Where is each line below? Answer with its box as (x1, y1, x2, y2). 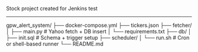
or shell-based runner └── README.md (6, 40, 104, 47)
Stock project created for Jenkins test (6, 5, 98, 12)
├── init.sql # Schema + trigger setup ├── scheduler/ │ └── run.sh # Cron (6, 34, 190, 41)
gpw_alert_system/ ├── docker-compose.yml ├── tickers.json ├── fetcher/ (6, 22, 192, 29)
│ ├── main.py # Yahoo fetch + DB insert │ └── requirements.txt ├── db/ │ (6, 28, 192, 34)
